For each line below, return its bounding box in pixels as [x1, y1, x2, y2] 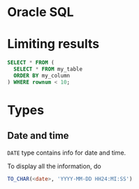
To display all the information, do [7, 162, 101, 170]
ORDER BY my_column [13, 72, 71, 79]
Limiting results [7, 36, 100, 52]
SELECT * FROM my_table [13, 66, 82, 73]
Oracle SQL [7, 4, 75, 20]
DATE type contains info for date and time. [7, 148, 126, 157]
